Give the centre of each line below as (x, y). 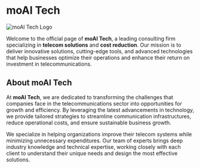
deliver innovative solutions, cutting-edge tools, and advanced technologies (99, 51)
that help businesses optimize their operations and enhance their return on (98, 57)
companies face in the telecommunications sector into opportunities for (94, 103)
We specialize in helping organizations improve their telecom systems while (99, 134)
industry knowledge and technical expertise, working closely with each (93, 146)
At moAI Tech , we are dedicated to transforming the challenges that (90, 97)
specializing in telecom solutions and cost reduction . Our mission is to (94, 45)
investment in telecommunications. (49, 64)
